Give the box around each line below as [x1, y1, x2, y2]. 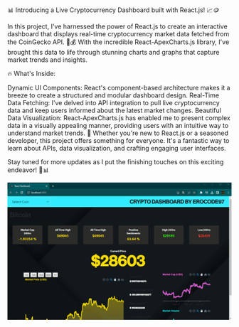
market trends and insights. [7, 55, 87, 64]
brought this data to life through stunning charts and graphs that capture [7, 48, 220, 56]
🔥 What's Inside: [7, 70, 55, 77]
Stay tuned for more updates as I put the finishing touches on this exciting [7, 158, 224, 166]
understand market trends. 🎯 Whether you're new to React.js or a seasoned [7, 129, 229, 137]
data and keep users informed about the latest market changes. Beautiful [7, 106, 222, 114]
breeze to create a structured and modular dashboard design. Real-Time [7, 91, 219, 100]
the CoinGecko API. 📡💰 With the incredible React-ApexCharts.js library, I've [7, 38, 230, 46]
